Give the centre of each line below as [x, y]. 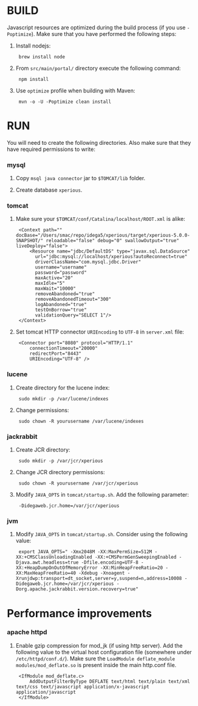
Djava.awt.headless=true [47, 563]
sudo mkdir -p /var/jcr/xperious [61, 461]
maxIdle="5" [50, 284]
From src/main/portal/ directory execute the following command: [98, 68]
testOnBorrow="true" [61, 310]
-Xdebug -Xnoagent [102, 573]
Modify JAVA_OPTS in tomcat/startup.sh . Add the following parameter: [102, 495]
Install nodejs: [33, 46]
